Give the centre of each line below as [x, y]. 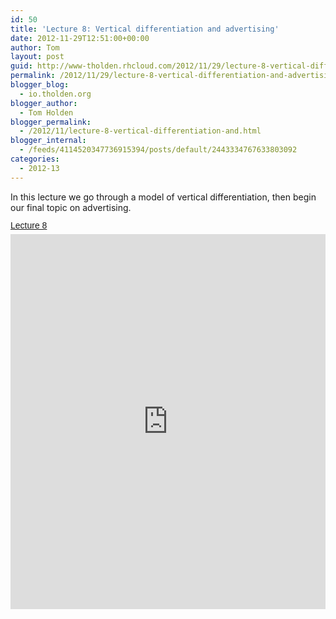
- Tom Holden [46, 112]
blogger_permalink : [51, 122]
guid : [21, 66]
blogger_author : [44, 103]
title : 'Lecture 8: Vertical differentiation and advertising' [145, 29]
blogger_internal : [48, 141]
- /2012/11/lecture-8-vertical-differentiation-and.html [140, 131]
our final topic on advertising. [71, 207]
